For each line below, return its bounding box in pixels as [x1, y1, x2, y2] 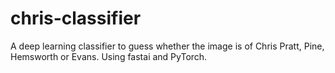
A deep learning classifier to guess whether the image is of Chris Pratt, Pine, [10, 40, 325, 52]
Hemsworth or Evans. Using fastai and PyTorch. [10, 50, 208, 62]
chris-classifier [10, 7, 142, 30]
